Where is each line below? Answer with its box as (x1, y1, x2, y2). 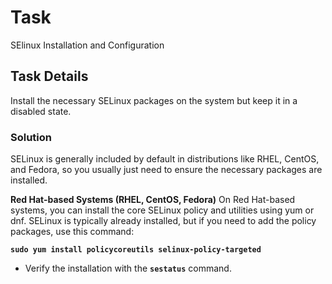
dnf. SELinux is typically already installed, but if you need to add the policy (10, 215, 317, 227)
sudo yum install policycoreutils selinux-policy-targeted (10, 245, 262, 255)
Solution (10, 130, 53, 144)
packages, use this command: (10, 226, 135, 238)
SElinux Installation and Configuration (10, 39, 165, 51)
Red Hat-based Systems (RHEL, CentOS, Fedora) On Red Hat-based (10, 194, 296, 206)
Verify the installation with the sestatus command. (24, 262, 232, 275)
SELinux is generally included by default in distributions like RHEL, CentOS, (10, 153, 320, 165)
